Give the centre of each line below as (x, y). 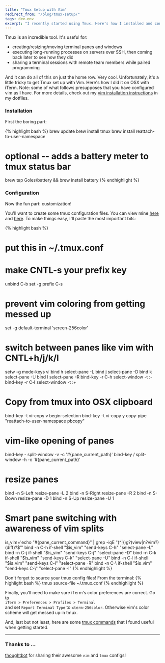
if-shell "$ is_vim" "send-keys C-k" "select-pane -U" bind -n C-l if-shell (77, 558)
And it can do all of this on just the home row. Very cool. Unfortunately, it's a (82, 77)
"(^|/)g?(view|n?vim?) (137, 542)
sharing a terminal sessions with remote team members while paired (81, 62)
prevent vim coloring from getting (75, 304)
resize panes (32, 479)
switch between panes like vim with (79, 348)
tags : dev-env (20, 19)
